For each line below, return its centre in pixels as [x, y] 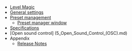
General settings [26, 12]
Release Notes [32, 43]
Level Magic [22, 7]
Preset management [30, 17]
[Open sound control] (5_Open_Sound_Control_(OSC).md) [68, 33]
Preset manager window [42, 23]
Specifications [24, 28]
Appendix [20, 38]
